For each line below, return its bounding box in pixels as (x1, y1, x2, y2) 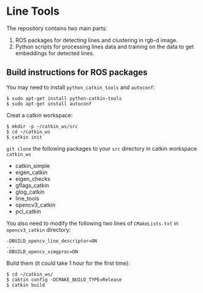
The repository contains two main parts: (6, 25, 107, 32)
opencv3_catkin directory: (6, 226, 71, 234)
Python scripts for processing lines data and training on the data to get (15, 43, 194, 50)
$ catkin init (6, 134, 43, 140)
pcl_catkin (15, 207, 42, 215)
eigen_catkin (15, 169, 48, 176)
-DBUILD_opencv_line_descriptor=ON (6, 238, 98, 244)
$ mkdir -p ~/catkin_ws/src (6, 123, 79, 129)
